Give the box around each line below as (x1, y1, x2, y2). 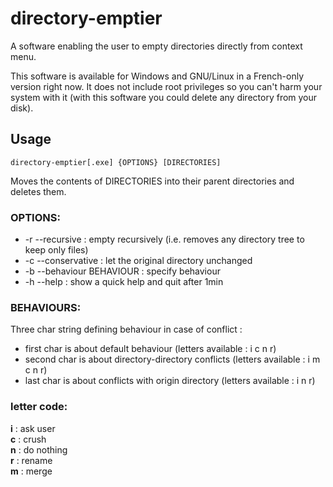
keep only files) (24, 244, 89, 256)
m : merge (10, 465, 53, 477)
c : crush (10, 433, 47, 445)
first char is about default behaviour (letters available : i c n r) (24, 343, 277, 355)
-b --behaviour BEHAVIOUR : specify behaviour (24, 265, 221, 277)
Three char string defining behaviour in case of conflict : (10, 323, 243, 336)
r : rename (10, 454, 53, 466)
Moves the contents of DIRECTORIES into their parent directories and (10, 175, 295, 187)
